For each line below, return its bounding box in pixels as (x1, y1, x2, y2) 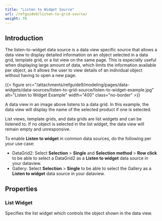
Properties (5, 185, 38, 193)
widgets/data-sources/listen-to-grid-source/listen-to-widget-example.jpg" (5, 87, 154, 93)
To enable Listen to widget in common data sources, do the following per (5, 136, 151, 142)
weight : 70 (5, 16, 27, 21)
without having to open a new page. (5, 73, 76, 78)
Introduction (5, 34, 44, 42)
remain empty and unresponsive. (5, 126, 71, 132)
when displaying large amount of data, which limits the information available (5, 62, 156, 68)
